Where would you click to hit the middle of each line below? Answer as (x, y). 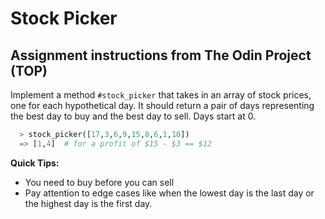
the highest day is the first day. (88, 203)
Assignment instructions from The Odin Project (161, 55)
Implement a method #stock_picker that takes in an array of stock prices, (161, 95)
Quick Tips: (35, 163)
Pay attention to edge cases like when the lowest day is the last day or (169, 193)
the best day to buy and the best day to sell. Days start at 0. (133, 116)
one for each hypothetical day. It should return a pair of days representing (162, 105)
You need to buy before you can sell (99, 182)
